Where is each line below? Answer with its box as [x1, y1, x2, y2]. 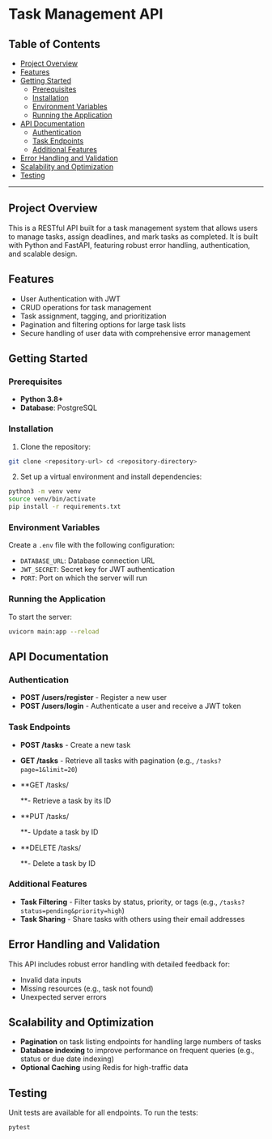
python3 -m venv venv [8, 488, 82, 496]
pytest [8, 1124, 31, 1132]
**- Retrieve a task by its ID [19, 796, 112, 805]
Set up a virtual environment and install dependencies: [19, 471, 202, 482]
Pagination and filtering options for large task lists [19, 319, 186, 329]
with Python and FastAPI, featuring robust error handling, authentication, [8, 240, 251, 250]
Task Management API [8, 5, 164, 23]
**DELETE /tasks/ [19, 843, 82, 852]
